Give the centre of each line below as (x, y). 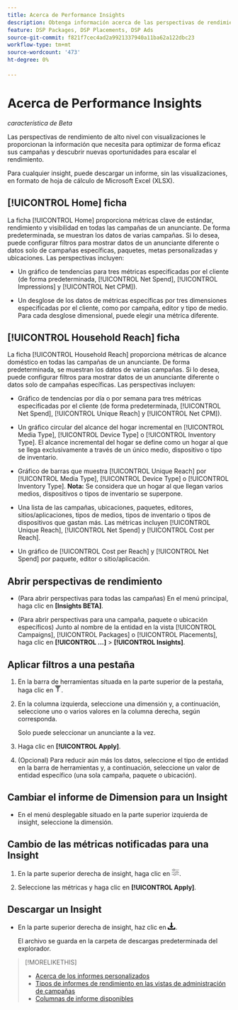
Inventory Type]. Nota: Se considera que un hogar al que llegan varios (120, 487)
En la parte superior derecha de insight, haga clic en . (100, 873)
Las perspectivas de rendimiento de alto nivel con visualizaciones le (107, 137)
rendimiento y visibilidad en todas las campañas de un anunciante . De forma (119, 228)
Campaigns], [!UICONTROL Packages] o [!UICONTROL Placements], (118, 635)
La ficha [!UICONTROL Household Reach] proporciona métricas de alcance (117, 355)
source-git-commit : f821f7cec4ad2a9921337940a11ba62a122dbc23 (101, 38)
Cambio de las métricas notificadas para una (108, 844)
